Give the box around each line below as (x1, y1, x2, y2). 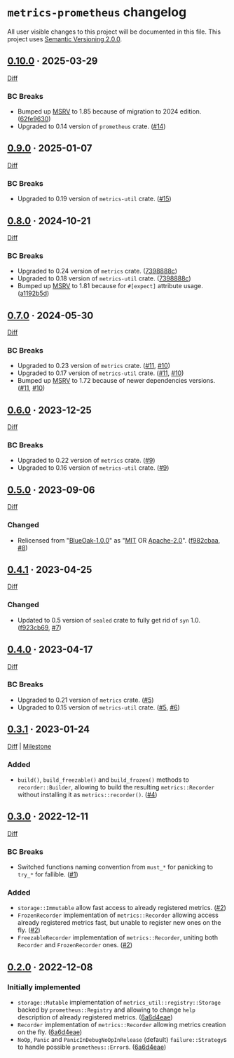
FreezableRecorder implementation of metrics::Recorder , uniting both (17, 933, 219, 942)
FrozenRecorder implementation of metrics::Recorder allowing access (17, 911, 219, 919)
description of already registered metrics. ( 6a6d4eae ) (17, 1013, 173, 1022)
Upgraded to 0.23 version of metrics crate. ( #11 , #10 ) (17, 362, 170, 370)
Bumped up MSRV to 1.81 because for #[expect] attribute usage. (17, 282, 203, 290)
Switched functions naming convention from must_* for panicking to (17, 863, 214, 872)
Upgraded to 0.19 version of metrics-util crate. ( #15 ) (17, 194, 172, 203)
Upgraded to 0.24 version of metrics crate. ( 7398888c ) (17, 267, 177, 276)
